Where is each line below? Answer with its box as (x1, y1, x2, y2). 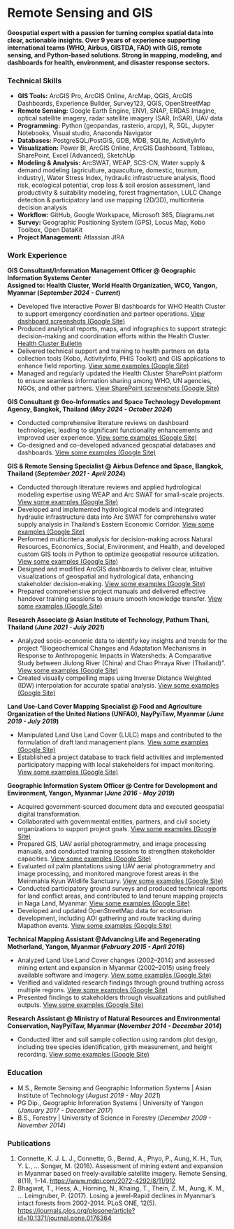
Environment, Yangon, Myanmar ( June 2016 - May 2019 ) (7, 789, 175, 798)
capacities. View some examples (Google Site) (17, 854, 152, 863)
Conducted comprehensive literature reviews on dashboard (17, 419, 189, 427)
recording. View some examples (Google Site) (17, 1050, 150, 1059)
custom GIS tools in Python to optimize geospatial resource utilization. (17, 550, 219, 558)
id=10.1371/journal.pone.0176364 (17, 1214, 112, 1222)
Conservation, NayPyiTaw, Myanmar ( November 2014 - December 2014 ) (7, 1022, 222, 1030)
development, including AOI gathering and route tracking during (17, 914, 201, 922)
